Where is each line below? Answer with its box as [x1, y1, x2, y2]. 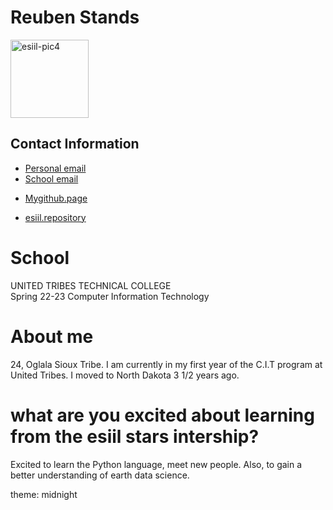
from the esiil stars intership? [10, 425, 260, 448]
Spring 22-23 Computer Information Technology [10, 290, 210, 302]
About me [10, 325, 94, 348]
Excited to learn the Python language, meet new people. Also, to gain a [10, 458, 303, 470]
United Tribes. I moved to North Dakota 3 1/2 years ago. [10, 369, 240, 381]
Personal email [24, 162, 87, 174]
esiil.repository [24, 211, 87, 223]
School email [24, 172, 79, 185]
